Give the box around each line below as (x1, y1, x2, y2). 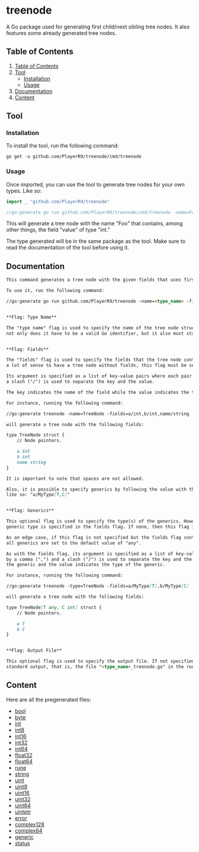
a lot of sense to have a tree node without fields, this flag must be (6, 363, 187, 369)
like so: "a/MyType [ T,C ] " (6, 492, 70, 498)
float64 (14, 758, 33, 765)
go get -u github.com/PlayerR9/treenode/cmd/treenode (6, 153, 142, 160)
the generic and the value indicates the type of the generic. (6, 562, 166, 568)
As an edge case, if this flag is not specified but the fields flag (6, 534, 182, 540)
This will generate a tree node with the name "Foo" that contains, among (6, 220, 183, 227)
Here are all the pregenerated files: (6, 696, 91, 703)
